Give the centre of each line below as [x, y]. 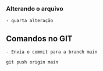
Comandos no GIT [39, 39]
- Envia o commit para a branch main [52, 52]
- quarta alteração [30, 21]
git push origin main [32, 62]
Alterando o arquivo [35, 9]
